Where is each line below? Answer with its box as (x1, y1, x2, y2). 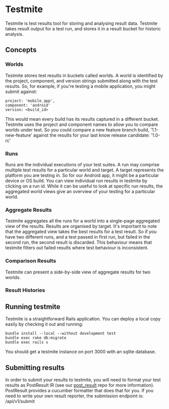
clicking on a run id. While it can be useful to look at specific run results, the (5, 183, 163, 189)
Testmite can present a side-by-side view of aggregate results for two (5, 269, 151, 275)
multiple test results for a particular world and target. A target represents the (5, 167, 164, 173)
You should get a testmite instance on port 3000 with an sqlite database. (5, 349, 156, 355)
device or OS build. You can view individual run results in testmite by (5, 177, 148, 184)
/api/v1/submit (5, 398, 35, 404)
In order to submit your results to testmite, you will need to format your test (5, 377, 161, 383)
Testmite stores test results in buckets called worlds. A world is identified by (5, 72, 163, 78)
